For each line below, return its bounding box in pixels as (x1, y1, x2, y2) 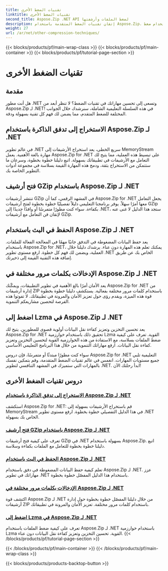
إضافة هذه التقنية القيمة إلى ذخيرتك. (5, 255, 72, 261)
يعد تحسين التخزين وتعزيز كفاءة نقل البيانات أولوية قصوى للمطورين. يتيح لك (5, 326, 145, 332)
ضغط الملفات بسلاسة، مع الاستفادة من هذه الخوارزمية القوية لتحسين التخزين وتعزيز (5, 337, 161, 343)
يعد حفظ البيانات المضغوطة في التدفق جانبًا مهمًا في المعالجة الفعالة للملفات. (5, 239, 149, 245)
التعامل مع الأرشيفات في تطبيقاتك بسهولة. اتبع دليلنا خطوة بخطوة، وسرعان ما (5, 157, 150, 163)
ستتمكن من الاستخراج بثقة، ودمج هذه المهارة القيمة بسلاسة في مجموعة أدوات (5, 162, 151, 168)
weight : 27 (5, 26, 28, 31)
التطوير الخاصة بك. (5, 167, 41, 173)
